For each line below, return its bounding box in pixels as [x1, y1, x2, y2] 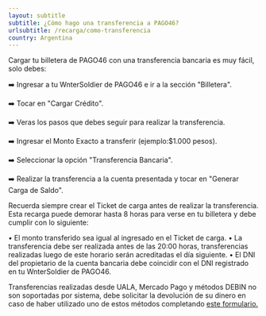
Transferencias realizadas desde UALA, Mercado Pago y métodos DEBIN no [8, 283, 256, 292]
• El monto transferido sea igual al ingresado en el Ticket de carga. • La [8, 233, 243, 243]
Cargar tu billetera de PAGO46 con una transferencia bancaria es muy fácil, [8, 56, 255, 65]
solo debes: [8, 64, 47, 74]
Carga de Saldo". [8, 186, 64, 195]
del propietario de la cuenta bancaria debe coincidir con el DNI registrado [8, 259, 249, 268]
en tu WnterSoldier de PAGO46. [8, 267, 111, 276]
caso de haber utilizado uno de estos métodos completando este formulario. [8, 299, 259, 309]
